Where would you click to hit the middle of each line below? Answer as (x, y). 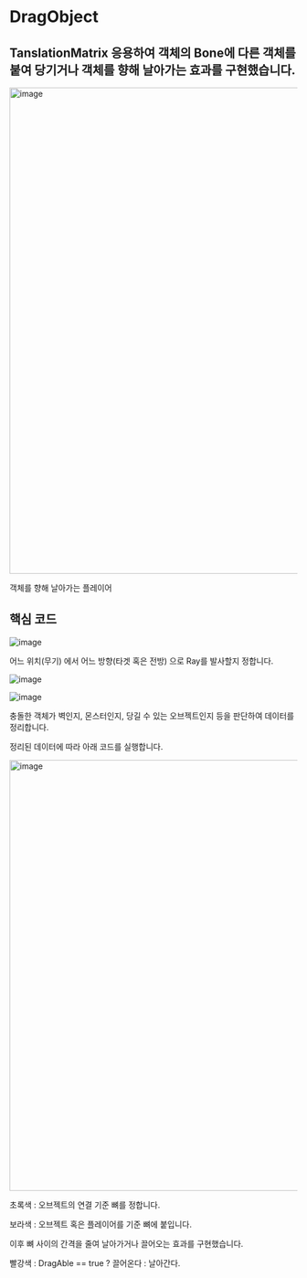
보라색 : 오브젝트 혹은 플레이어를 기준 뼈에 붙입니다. (101, 1224)
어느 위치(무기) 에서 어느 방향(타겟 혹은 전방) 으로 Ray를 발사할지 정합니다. (142, 661)
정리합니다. (29, 727)
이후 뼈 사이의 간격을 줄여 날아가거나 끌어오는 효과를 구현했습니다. (127, 1243)
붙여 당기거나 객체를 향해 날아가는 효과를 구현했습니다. (153, 70)
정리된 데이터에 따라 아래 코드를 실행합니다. (86, 746)
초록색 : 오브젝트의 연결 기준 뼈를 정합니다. (85, 1205)
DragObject (54, 17)
